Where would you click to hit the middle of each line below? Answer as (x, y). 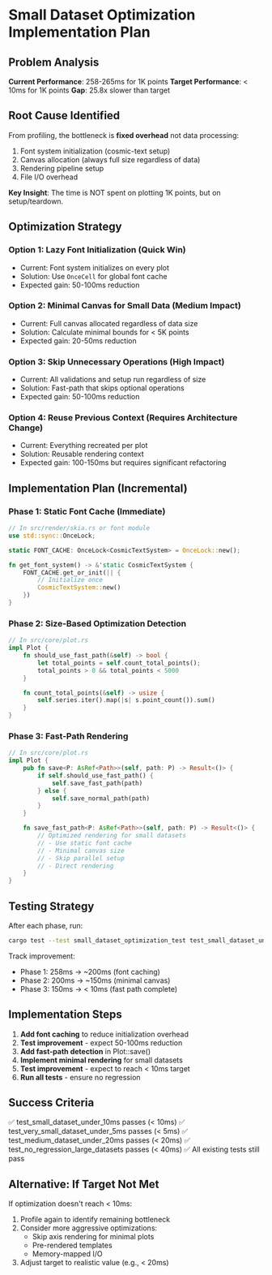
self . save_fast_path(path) (97, 783)
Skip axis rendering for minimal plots (93, 1237)
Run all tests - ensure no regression (80, 1077)
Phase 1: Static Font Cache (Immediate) (87, 511)
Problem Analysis (54, 62)
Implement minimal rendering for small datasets (102, 1060)
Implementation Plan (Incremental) (98, 488)
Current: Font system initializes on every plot (95, 267)
